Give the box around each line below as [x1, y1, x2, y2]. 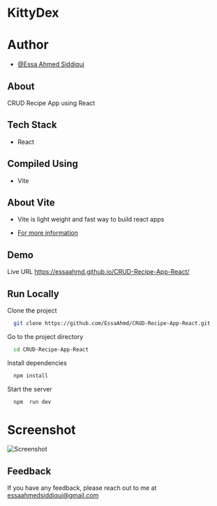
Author [7, 37, 49, 53]
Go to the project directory [7, 332, 84, 340]
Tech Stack [7, 119, 57, 131]
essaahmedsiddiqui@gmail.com [7, 491, 99, 500]
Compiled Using [7, 158, 79, 170]
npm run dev [13, 398, 52, 405]
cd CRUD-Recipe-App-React [13, 346, 89, 353]
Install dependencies [7, 359, 68, 367]
